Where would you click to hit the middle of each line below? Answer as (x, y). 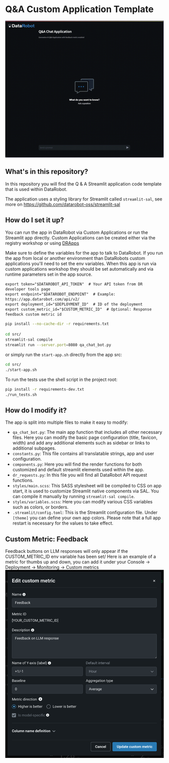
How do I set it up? (35, 220)
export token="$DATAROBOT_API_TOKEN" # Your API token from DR (74, 284)
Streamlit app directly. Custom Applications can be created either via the (80, 237)
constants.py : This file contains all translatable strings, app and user (83, 454)
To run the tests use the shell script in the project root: (61, 379)
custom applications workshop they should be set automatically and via (79, 269)
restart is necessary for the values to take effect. (63, 523)
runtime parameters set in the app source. (49, 274)
